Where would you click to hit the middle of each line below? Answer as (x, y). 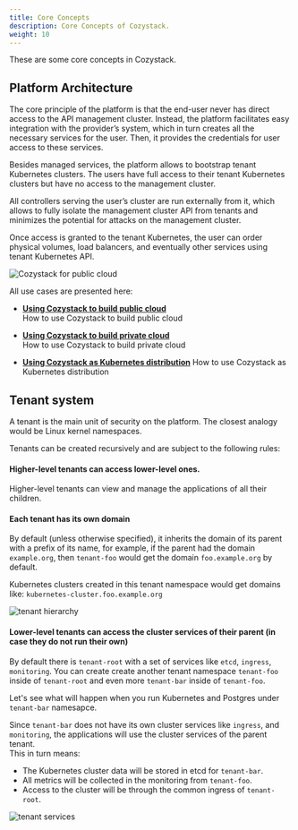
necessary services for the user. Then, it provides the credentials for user (145, 138)
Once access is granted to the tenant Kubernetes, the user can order (136, 237)
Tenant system (52, 400)
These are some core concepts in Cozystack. (93, 60)
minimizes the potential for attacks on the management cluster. (125, 220)
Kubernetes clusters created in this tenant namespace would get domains (145, 585)
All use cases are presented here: (71, 291)
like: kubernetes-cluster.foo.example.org (86, 594)
